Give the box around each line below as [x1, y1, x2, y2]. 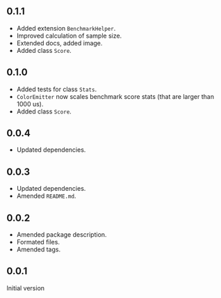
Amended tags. [16, 245, 60, 253]
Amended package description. [16, 230, 107, 239]
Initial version [6, 283, 45, 292]
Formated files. [16, 238, 60, 246]
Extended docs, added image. [16, 38, 103, 47]
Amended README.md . [16, 191, 76, 201]
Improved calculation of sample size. [16, 31, 122, 40]
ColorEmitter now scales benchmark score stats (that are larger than [16, 92, 215, 100]
